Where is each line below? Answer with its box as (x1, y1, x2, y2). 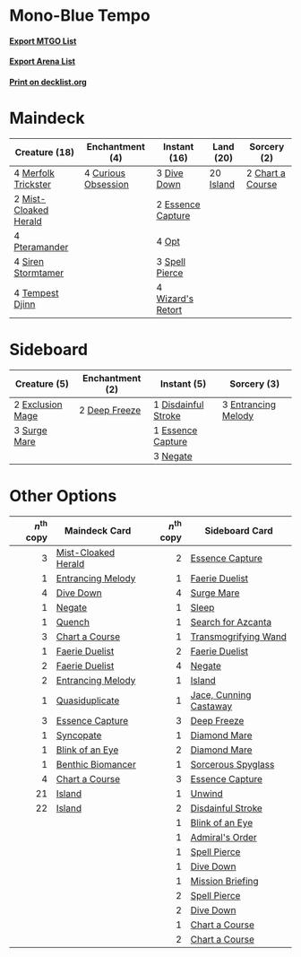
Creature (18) (14, 145, 74, 158)
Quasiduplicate (56, 694, 120, 707)
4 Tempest (13, 286, 59, 299)
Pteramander (13, 240, 69, 253)
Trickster (13, 178, 52, 190)
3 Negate (153, 449, 193, 462)
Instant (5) (159, 378, 207, 390)
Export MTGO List (9, 35, 77, 46)
